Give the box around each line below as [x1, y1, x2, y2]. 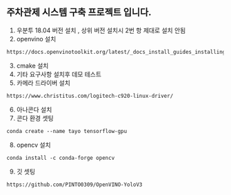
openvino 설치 [16, 34, 57, 43]
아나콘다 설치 [16, 105, 52, 114]
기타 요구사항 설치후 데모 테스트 [16, 70, 101, 78]
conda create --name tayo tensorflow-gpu [6, 127, 128, 134]
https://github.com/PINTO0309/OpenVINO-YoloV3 [6, 181, 143, 188]
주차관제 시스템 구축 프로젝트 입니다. [6, 6, 152, 19]
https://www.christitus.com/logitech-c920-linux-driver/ [6, 92, 174, 99]
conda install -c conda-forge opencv [6, 154, 115, 161]
